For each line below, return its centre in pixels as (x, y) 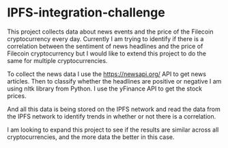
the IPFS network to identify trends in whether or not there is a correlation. (112, 116)
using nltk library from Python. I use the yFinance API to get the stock (105, 88)
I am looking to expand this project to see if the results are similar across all (113, 129)
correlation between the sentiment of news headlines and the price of (105, 46)
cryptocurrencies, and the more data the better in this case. (91, 137)
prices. (17, 96)
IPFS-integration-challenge (86, 13)
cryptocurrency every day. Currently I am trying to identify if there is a (105, 38)
